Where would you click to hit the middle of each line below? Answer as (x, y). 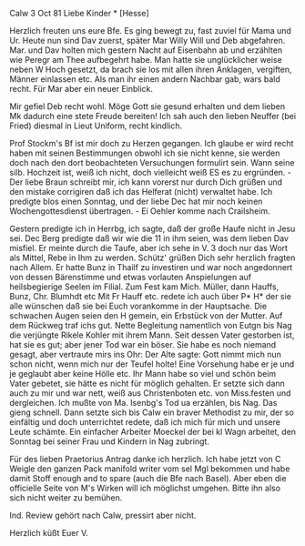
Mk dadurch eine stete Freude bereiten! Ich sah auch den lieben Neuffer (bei (153, 116)
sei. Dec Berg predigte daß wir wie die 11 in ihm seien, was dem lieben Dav (149, 238)
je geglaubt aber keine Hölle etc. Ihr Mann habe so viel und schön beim (143, 374)
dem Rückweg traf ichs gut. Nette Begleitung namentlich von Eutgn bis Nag (151, 325)
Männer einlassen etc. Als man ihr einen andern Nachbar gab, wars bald (145, 79)
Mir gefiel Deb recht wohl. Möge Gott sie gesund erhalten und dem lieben (147, 106)
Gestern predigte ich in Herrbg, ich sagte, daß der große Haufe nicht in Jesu (152, 228)
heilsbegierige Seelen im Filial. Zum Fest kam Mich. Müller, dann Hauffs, (144, 287)
